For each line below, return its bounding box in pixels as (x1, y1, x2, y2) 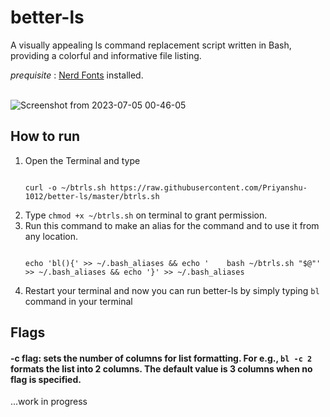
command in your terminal (24, 295, 133, 307)
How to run (10, 128, 81, 145)
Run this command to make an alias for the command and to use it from (24, 219, 320, 231)
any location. (24, 230, 78, 242)
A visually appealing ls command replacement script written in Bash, (10, 39, 292, 51)
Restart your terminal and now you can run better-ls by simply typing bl (24, 284, 320, 296)
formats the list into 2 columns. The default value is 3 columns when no (10, 362, 313, 375)
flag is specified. (10, 373, 82, 385)
